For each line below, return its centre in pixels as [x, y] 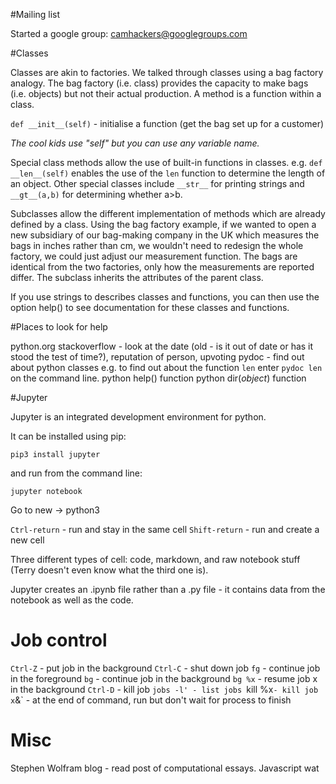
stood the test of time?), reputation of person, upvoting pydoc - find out [157, 357]
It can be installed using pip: [68, 436]
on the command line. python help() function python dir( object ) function [158, 378]
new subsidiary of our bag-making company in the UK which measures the [165, 235]
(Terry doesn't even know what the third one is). [109, 570]
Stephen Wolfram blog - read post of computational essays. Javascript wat [165, 768]
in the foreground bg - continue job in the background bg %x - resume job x [164, 678]
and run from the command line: [76, 473]
